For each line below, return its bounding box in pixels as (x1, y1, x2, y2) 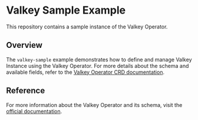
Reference (6, 86, 45, 96)
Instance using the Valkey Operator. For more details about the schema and (6, 62, 189, 69)
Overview (6, 40, 43, 50)
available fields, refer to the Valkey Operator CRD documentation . (6, 69, 165, 76)
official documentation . (6, 108, 62, 115)
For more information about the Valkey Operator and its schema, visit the (6, 101, 183, 108)
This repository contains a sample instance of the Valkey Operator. (6, 23, 168, 30)
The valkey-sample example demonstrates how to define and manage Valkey (6, 56, 192, 63)
